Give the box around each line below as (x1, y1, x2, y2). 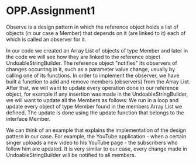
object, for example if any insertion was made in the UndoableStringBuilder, (6, 90, 188, 97)
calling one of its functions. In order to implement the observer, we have (6, 72, 180, 79)
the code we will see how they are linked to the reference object (6, 53, 161, 60)
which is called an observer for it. (6, 36, 87, 43)
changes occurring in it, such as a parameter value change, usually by (6, 65, 176, 72)
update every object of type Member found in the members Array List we (6, 103, 183, 110)
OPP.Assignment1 (6, 4, 95, 18)
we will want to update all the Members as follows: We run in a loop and (6, 96, 179, 103)
